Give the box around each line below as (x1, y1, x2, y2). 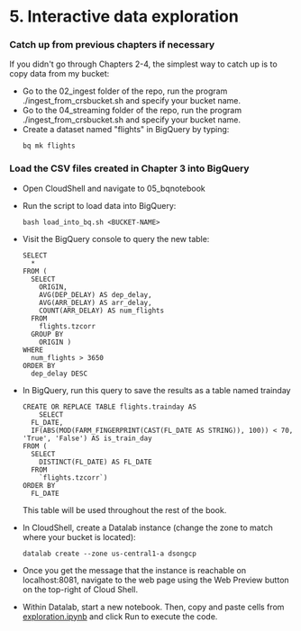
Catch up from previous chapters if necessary (9, 39, 215, 51)
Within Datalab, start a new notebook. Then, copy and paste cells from (22, 601, 285, 612)
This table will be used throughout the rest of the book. (22, 504, 227, 515)
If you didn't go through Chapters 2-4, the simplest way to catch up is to (9, 59, 278, 69)
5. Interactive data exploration (9, 6, 239, 27)
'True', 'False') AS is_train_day (22, 434, 152, 443)
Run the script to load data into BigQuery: (22, 200, 177, 211)
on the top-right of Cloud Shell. (22, 583, 138, 595)
